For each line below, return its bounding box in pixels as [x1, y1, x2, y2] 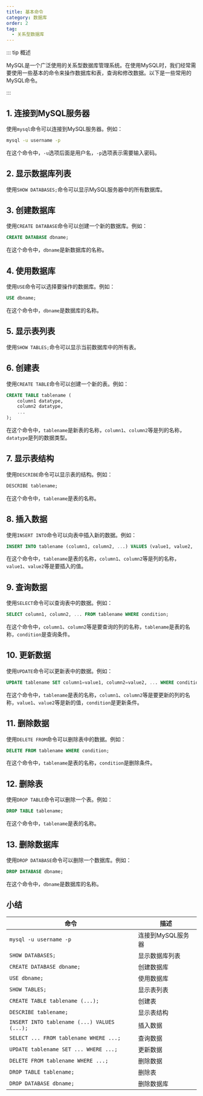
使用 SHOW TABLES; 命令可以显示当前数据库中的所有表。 [6, 343, 140, 350]
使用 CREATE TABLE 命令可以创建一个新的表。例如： [6, 380, 129, 387]
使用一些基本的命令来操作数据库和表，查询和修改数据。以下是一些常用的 [11, 69, 192, 76]
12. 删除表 [6, 778, 43, 789]
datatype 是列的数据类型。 [6, 434, 71, 441]
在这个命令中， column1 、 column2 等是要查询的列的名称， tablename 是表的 [6, 623, 185, 630]
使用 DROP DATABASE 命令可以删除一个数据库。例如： [6, 856, 132, 864]
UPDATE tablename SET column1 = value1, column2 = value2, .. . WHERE [6, 680, 174, 686]
